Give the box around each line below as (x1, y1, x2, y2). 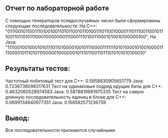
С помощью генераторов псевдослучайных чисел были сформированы (5, 17, 160, 23)
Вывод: (5, 114, 30, 123)
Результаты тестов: (5, 64, 71, 73)
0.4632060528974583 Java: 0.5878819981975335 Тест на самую (5, 88, 144, 95)
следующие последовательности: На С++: (5, 23, 97, 29)
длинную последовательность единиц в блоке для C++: (5, 94, 126, 100)
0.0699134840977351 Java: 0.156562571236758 (5, 99, 106, 105)
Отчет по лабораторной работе (5, 4, 109, 13)
